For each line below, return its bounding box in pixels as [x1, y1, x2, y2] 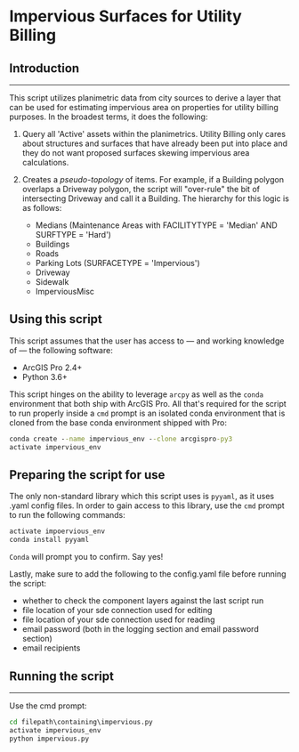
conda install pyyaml [9, 536, 90, 545]
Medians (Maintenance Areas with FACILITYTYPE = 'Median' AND [35, 220, 278, 230]
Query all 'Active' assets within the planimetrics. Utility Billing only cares [21, 129, 287, 139]
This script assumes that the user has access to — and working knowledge [9, 336, 285, 346]
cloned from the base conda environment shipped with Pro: [9, 416, 227, 428]
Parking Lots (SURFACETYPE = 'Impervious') [35, 258, 200, 268]
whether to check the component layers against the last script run [21, 595, 264, 606]
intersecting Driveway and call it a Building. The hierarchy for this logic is [21, 193, 289, 204]
